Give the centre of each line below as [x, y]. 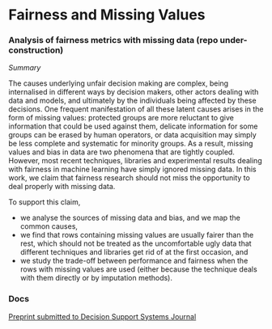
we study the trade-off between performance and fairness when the [134, 261]
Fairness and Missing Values [107, 15]
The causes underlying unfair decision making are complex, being [119, 83]
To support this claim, [45, 202]
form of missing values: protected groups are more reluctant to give [121, 118]
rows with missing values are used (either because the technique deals [138, 269]
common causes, [49, 226]
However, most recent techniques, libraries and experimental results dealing [135, 161]
